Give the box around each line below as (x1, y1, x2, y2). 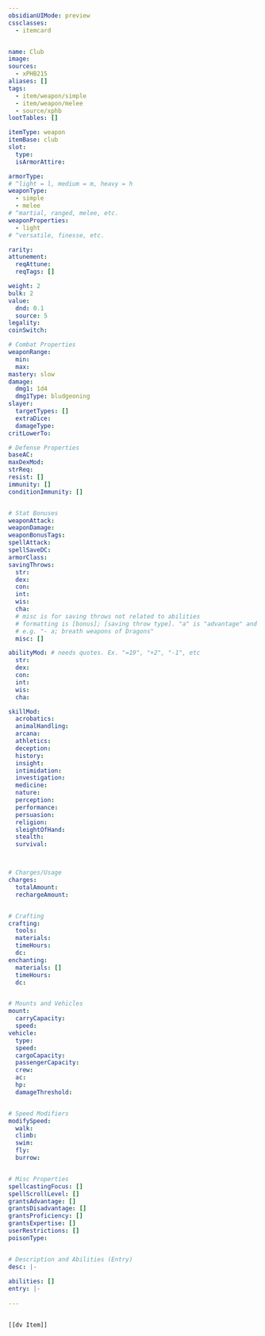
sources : (8, 63, 37, 71)
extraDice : (15, 414, 52, 422)
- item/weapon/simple (15, 92, 87, 100)
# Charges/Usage (8, 868, 62, 877)
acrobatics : (15, 715, 56, 723)
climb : (15, 1132, 37, 1140)
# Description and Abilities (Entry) (8, 1255, 133, 1263)
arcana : (15, 730, 41, 738)
